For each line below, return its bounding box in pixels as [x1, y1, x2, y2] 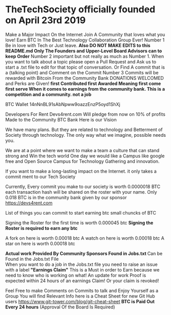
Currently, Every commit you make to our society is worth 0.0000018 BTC [5, 183, 160, 190]
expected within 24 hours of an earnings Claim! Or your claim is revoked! [5, 278, 159, 284]
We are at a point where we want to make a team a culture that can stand [5, 147, 160, 153]
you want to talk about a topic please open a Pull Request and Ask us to [5, 58, 157, 65]
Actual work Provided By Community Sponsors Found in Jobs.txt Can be [5, 250, 163, 257]
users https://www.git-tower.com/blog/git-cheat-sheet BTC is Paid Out [5, 298, 155, 304]
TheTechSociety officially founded [5, 4, 156, 15]
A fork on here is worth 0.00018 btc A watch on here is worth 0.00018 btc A [5, 235, 165, 241]
